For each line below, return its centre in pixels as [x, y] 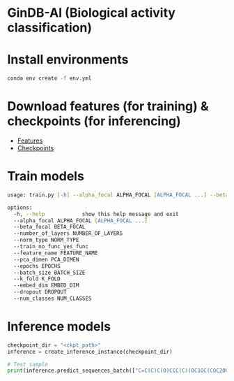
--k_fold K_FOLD [37, 279]
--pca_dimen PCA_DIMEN [46, 259]
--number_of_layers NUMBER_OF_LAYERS [68, 233]
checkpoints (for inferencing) [94, 121]
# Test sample [28, 364]
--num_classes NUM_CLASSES [53, 299]
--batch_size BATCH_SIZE [49, 273]
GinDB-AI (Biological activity [92, 13]
